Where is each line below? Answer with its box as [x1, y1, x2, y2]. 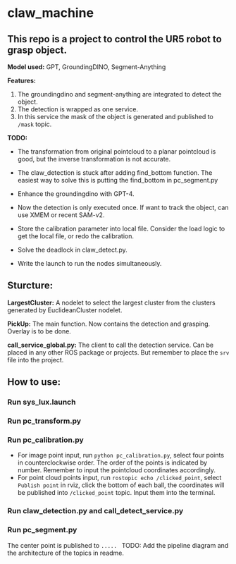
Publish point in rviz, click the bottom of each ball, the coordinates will [17, 481, 225, 489]
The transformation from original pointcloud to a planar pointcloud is [17, 147, 216, 156]
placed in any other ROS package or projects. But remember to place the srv [7, 348, 230, 357]
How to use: [7, 376, 61, 388]
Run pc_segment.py [7, 525, 77, 535]
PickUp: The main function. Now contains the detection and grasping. [7, 319, 211, 328]
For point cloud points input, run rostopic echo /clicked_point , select [17, 474, 222, 482]
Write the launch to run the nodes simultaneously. [17, 259, 162, 267]
